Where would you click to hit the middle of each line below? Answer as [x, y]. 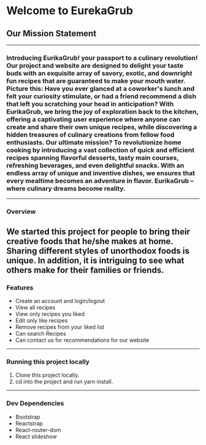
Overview [21, 211]
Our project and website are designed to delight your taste [95, 65]
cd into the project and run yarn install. [64, 382]
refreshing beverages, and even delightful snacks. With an [95, 165]
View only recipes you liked [50, 313]
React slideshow [36, 436]
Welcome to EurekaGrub [70, 11]
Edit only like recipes [41, 320]
